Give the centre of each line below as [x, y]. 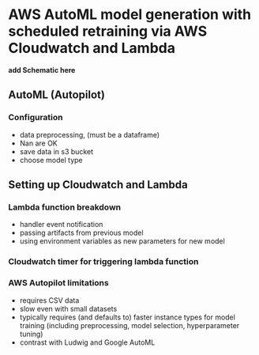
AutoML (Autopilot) [56, 95]
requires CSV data [49, 300]
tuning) [31, 334]
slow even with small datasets [68, 308]
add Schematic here [42, 70]
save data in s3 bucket [56, 151]
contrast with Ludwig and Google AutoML [87, 342]
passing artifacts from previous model [81, 233]
